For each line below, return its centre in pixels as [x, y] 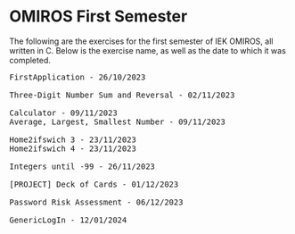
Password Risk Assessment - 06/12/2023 [96, 202]
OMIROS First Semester [98, 17]
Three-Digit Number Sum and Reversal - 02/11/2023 [122, 95]
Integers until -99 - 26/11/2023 [82, 166]
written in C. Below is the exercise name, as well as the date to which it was [148, 50]
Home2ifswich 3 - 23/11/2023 [73, 139]
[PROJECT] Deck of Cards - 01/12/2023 [94, 184]
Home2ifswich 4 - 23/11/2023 [73, 148]
